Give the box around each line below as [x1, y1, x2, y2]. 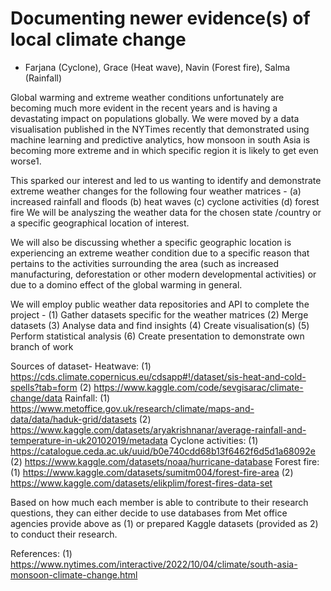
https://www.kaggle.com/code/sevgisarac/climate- [93, 381, 304, 393]
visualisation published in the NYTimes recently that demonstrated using [10, 123, 310, 135]
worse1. [10, 155, 42, 167]
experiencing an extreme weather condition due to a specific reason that [10, 247, 310, 259]
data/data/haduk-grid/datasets [10, 413, 137, 425]
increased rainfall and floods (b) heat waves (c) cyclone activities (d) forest [10, 195, 320, 207]
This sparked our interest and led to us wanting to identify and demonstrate [10, 174, 322, 186]
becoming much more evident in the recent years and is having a [10, 102, 278, 114]
